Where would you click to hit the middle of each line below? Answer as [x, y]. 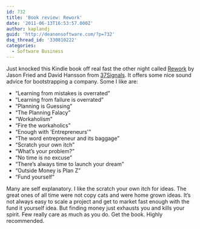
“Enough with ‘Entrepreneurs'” [53, 131]
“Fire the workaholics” [43, 125]
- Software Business [38, 51]
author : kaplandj [28, 29]
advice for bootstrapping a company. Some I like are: [72, 81]
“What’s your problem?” [45, 151]
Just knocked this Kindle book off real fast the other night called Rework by [100, 68]
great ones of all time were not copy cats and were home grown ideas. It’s [98, 195]
